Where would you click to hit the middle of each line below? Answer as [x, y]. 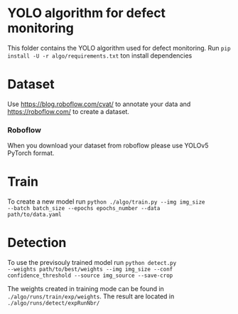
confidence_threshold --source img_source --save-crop [90, 276]
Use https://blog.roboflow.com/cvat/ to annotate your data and [99, 104]
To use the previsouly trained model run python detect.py [92, 263]
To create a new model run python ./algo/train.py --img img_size [106, 202]
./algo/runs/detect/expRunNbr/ [54, 303]
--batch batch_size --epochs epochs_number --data [84, 209]
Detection [37, 243]
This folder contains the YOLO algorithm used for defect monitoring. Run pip [119, 48]
